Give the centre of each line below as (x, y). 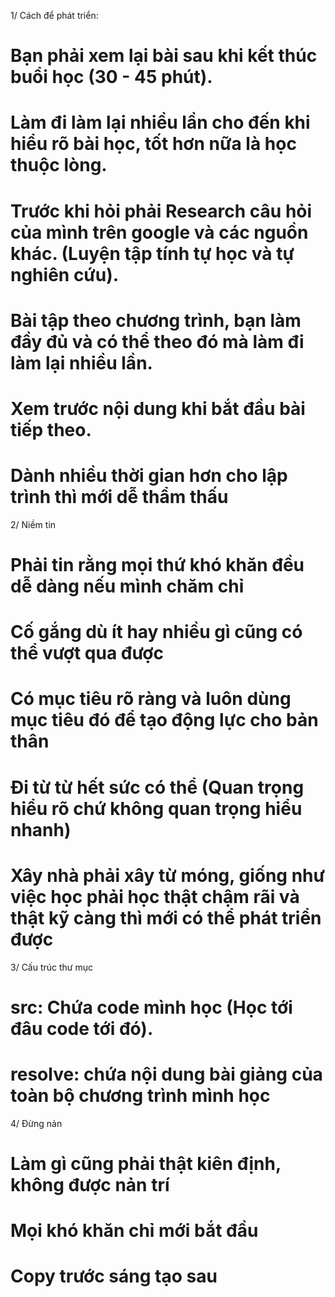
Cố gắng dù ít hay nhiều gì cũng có (156, 632)
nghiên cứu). (65, 274)
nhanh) (41, 829)
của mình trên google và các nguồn (159, 232)
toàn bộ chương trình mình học (140, 1095)
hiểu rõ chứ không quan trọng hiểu (156, 808)
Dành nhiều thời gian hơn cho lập (149, 476)
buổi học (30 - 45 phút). (111, 77)
